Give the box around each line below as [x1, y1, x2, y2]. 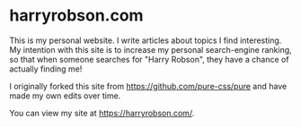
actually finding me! [9, 63, 83, 74]
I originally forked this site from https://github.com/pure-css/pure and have [9, 80, 288, 91]
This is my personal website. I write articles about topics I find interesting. [9, 35, 282, 46]
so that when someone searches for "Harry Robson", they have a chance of [9, 54, 289, 64]
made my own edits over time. [9, 90, 121, 101]
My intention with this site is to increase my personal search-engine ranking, [9, 44, 292, 55]
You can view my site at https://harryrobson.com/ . [9, 107, 195, 118]
